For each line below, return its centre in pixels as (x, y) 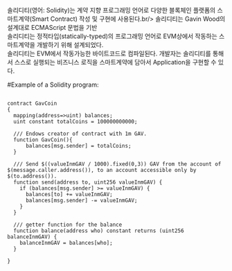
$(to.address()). (32, 176)
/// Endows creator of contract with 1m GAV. (80, 134)
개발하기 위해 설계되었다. (70, 45)
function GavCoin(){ (43, 140)
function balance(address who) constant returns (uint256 (99, 231)
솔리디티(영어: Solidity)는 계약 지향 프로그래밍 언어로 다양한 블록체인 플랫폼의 (111, 10)
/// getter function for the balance (68, 225)
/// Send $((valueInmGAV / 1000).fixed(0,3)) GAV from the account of (117, 164)
